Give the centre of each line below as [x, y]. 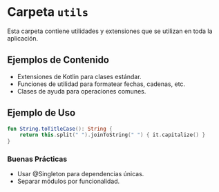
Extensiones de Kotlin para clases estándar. [79, 76]
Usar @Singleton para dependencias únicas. [80, 174]
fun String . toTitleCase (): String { [60, 129]
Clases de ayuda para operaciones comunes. [82, 91]
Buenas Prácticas [37, 159]
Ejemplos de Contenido [58, 60]
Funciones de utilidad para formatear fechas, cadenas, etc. [101, 84]
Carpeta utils [48, 12]
